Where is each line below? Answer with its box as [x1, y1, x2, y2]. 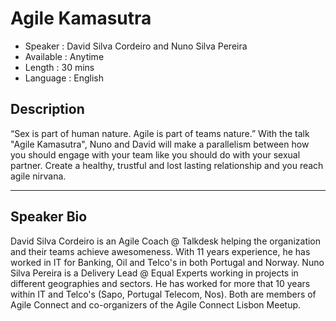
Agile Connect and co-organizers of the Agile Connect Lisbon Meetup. [10, 298, 302, 311]
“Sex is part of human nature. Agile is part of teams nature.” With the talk [10, 127, 310, 139]
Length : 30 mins [24, 61, 95, 73]
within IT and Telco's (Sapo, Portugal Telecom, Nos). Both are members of [10, 288, 317, 300]
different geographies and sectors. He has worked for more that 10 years [10, 277, 311, 289]
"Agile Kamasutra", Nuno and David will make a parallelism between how [10, 138, 310, 150]
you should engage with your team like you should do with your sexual [10, 148, 301, 161]
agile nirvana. [10, 170, 67, 182]
